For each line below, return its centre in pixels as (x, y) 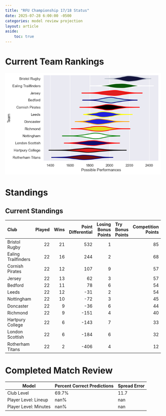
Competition (146, 227)
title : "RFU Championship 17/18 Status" (47, 10)
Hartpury (16, 320)
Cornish (15, 266)
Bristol (14, 242)
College (15, 325)
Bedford (15, 285)
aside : (12, 31)
